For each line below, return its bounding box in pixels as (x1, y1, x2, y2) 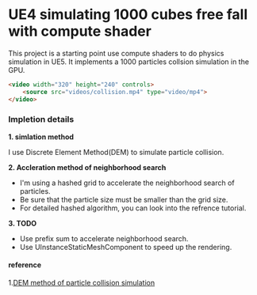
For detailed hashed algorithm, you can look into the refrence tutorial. (19, 203, 247, 213)
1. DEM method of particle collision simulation (8, 278, 155, 288)
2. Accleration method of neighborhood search (8, 162, 167, 172)
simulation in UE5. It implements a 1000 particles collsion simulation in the (8, 57, 250, 66)
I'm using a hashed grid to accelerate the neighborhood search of (19, 178, 236, 187)
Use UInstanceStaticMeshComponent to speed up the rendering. (19, 242, 232, 252)
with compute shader (8, 22, 152, 40)
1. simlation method (8, 132, 74, 142)
